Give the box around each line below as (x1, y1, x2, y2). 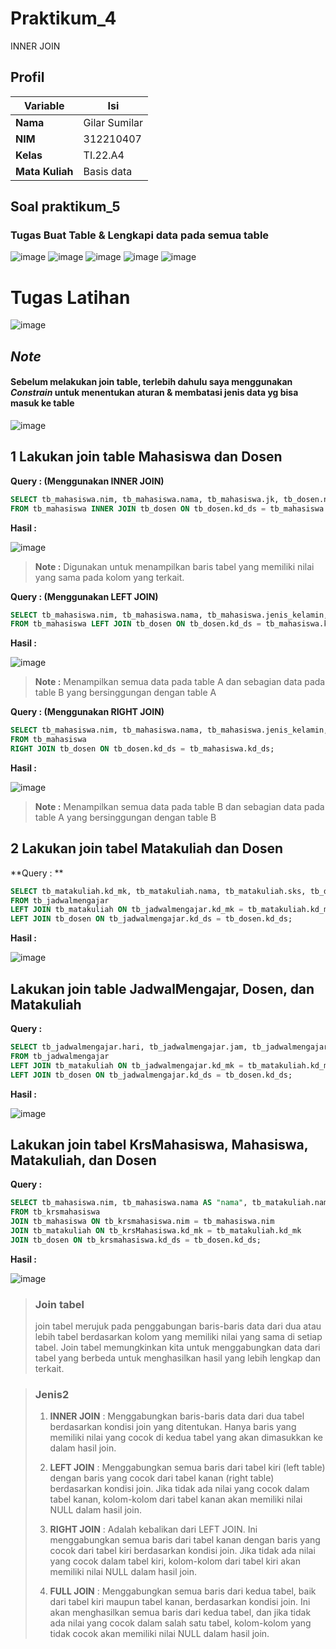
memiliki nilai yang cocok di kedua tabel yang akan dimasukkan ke (49, 1432, 324, 1444)
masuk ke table (10, 397, 75, 409)
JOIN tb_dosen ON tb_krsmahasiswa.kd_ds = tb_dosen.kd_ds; (10, 1235, 262, 1245)
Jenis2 (34, 1387, 70, 1401)
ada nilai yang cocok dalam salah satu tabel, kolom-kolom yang (49, 1617, 312, 1629)
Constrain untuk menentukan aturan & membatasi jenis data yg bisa (10, 387, 299, 399)
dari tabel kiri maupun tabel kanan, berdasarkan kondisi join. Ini (49, 1596, 311, 1608)
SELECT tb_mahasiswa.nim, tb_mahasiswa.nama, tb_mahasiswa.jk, (10, 494, 280, 504)
